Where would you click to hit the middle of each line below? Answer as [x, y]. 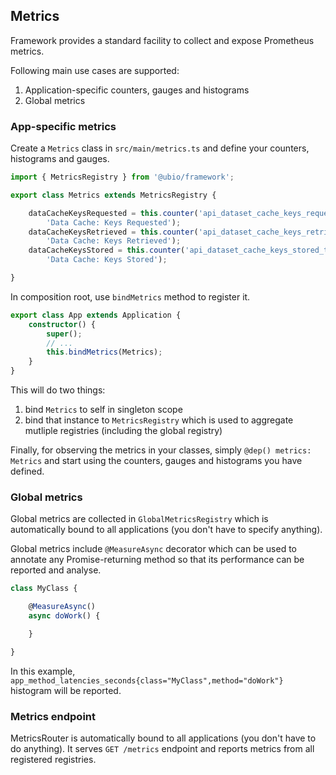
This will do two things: [58, 390]
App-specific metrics [63, 126]
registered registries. [53, 760]
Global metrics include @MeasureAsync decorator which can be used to [153, 549]
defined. [27, 471]
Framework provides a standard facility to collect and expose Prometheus [162, 40]
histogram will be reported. [66, 690]
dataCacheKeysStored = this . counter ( [107, 250]
